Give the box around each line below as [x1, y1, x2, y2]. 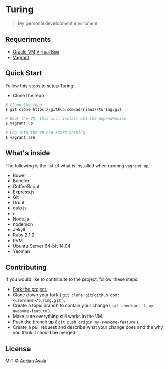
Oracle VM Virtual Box [12, 48, 60, 55]
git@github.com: [85, 293, 120, 298]
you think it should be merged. [12, 330, 77, 336]
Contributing [5, 263, 47, 272]
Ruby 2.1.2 [12, 232, 35, 238]
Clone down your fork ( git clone [12, 292, 83, 298]
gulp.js [12, 205, 27, 211]
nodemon [12, 221, 33, 227]
